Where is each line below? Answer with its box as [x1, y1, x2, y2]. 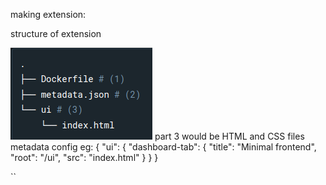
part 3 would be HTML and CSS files [154, 130, 305, 142]
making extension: [10, 9, 87, 20]
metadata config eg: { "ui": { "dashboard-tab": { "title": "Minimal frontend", [10, 141, 317, 153]
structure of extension [10, 28, 102, 39]
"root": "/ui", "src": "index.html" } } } [10, 152, 159, 163]
